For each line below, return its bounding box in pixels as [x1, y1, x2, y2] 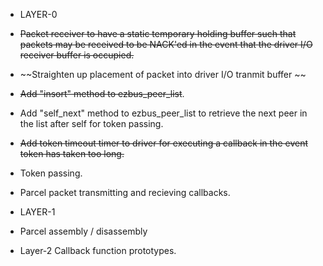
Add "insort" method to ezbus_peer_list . [19, 88, 185, 99]
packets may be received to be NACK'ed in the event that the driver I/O [19, 39, 313, 50]
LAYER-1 [19, 206, 56, 218]
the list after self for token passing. [19, 118, 164, 129]
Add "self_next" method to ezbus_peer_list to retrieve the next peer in [19, 107, 308, 119]
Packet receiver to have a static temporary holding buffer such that [19, 28, 297, 39]
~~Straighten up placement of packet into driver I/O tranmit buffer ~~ [19, 69, 307, 80]
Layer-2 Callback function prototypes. [19, 245, 177, 256]
